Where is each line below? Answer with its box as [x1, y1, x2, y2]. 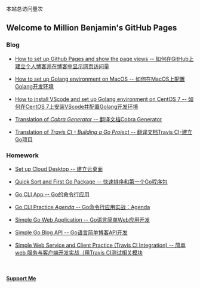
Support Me [6, 274, 36, 282]
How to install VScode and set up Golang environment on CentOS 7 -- [14, 95, 187, 103]
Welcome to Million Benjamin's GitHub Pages [6, 23, 177, 33]
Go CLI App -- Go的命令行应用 [14, 191, 90, 198]
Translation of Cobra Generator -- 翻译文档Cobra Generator [14, 115, 162, 122]
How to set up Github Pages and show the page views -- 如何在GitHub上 [14, 55, 194, 62]
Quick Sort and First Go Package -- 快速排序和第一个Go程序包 [14, 178, 168, 185]
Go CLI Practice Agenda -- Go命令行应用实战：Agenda [14, 203, 150, 210]
